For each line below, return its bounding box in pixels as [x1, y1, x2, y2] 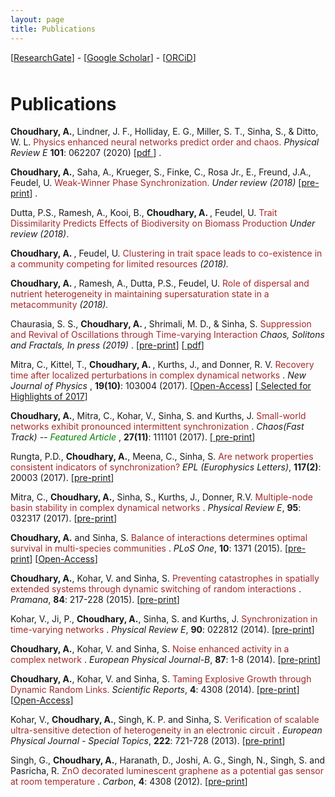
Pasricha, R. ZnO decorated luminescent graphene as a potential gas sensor [10, 765, 325, 777]
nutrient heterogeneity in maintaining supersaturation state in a [10, 288, 270, 300]
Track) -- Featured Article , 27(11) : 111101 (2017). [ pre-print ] [10, 431, 256, 443]
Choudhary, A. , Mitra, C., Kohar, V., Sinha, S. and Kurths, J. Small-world [10, 410, 307, 422]
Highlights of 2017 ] [10, 391, 88, 403]
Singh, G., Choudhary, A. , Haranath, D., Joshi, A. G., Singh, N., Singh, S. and [10, 754, 325, 766]
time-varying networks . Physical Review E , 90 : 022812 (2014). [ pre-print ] [10, 624, 315, 636]
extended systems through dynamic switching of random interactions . [10, 583, 302, 595]
